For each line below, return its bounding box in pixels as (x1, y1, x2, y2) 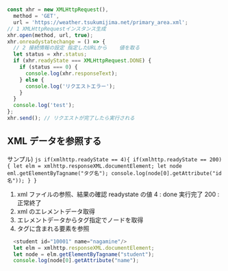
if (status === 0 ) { (19, 64, 78, 71)
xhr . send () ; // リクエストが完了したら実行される (7, 115, 135, 122)
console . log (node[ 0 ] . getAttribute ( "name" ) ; (13, 257, 139, 264)
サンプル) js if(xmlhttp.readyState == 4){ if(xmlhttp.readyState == (7, 154, 207, 163)
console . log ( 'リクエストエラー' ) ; (25, 82, 116, 90)
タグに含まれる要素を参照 (16, 224, 90, 233)
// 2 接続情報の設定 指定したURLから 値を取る (13, 45, 140, 51)
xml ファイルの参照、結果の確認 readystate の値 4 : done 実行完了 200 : (16, 190, 220, 198)
